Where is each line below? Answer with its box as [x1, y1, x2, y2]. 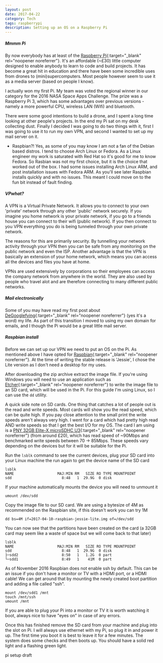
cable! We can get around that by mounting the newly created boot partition [5, 576, 157, 582]
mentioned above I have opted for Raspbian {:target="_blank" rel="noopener [5, 351, 158, 357]
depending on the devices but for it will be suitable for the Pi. [5, 443, 127, 448]
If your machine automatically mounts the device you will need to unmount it [5, 484, 158, 490]
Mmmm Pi [5, 40, 26, 46]
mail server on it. [5, 134, 39, 139]
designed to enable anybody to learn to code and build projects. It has [5, 63, 146, 69]
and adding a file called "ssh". [5, 581, 65, 586]
